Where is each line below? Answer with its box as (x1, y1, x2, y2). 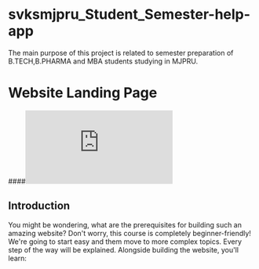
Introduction (8, 199, 71, 213)
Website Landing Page (8, 84, 158, 102)
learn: (8, 253, 27, 263)
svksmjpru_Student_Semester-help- (8, 5, 251, 24)
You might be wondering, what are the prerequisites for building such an (8, 220, 242, 229)
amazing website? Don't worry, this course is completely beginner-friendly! (8, 228, 251, 238)
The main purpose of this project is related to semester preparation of (8, 48, 234, 57)
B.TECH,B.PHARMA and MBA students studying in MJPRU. (8, 56, 199, 66)
